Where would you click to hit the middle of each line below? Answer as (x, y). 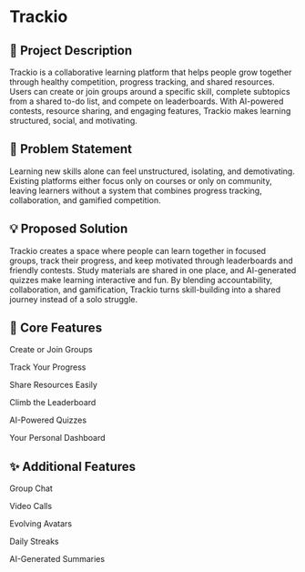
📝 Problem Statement (71, 149)
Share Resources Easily (54, 385)
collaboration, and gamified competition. (85, 200)
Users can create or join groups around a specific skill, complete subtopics (150, 92)
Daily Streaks (34, 541)
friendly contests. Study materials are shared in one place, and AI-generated (153, 270)
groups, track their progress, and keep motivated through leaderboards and (151, 260)
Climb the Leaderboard (53, 403)
